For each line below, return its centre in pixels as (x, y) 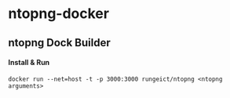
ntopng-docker (59, 14)
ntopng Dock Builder (60, 43)
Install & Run (29, 63)
